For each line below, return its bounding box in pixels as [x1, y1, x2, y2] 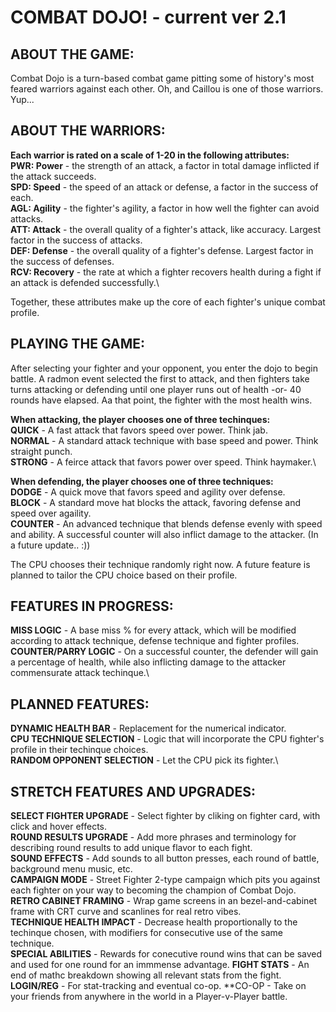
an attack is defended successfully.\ [10, 276, 160, 288]
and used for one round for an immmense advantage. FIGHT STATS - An [10, 959, 310, 971]
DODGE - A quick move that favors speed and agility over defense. [10, 486, 286, 498]
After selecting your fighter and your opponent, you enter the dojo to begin [10, 362, 318, 374]
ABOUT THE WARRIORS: [10, 122, 166, 140]
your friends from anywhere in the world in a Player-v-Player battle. [10, 991, 288, 1003]
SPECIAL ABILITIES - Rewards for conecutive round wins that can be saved [10, 948, 323, 960]
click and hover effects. [10, 821, 107, 833]
